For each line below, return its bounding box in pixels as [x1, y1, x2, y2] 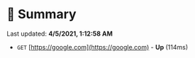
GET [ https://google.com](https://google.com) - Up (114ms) [16, 43, 189, 51]
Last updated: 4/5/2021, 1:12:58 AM [6, 29, 113, 38]
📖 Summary [6, 6, 77, 22]
